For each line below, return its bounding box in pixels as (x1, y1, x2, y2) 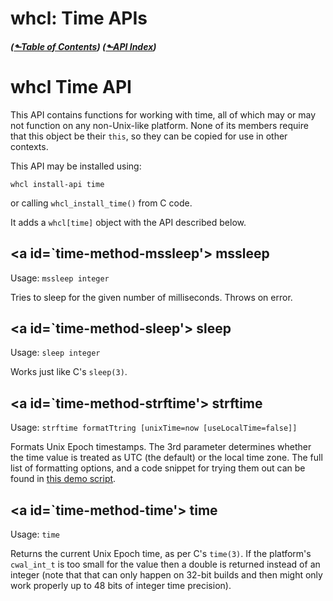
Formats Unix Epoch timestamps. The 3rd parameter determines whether (10, 441, 312, 453)
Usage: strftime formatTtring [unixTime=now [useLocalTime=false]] (10, 422, 298, 434)
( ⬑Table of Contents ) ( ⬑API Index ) (10, 40, 157, 52)
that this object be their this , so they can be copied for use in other (10, 130, 288, 142)
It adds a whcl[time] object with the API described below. (10, 216, 247, 228)
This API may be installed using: (10, 160, 142, 172)
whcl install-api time (10, 179, 105, 189)
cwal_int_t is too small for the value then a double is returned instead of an (10, 558, 321, 570)
